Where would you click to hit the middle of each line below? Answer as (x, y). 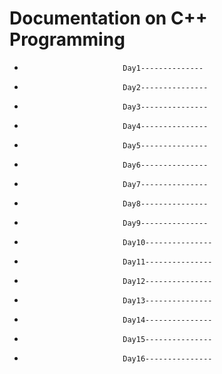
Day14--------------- (167, 320)
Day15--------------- (167, 339)
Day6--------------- (165, 165)
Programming (67, 39)
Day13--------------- (167, 300)
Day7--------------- (165, 184)
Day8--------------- (165, 203)
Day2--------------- (165, 87)
